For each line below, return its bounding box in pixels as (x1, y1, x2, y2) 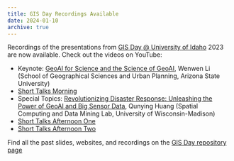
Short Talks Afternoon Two (17, 125, 96, 133)
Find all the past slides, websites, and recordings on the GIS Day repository (7, 138, 227, 147)
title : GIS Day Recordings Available (7, 10, 119, 18)
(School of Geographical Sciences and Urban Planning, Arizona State (17, 72, 221, 80)
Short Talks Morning (17, 87, 77, 96)
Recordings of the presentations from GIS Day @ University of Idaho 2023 (7, 43, 224, 52)
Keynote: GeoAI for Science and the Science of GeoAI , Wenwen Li (17, 65, 211, 73)
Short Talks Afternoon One (17, 117, 96, 126)
